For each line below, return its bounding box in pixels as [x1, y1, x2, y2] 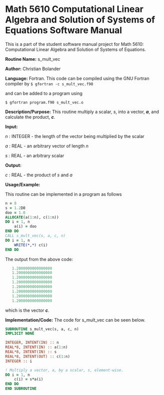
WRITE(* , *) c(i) [14, 243, 48, 248]
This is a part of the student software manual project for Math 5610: [5, 41, 144, 47]
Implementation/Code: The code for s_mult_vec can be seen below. [5, 317, 146, 323]
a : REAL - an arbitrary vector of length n [5, 143, 89, 149]
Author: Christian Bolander [5, 66, 61, 72]
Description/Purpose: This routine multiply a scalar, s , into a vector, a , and [5, 109, 160, 115]
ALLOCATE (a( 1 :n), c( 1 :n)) [5, 215, 59, 220]
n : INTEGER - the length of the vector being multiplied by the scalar [5, 133, 145, 139]
